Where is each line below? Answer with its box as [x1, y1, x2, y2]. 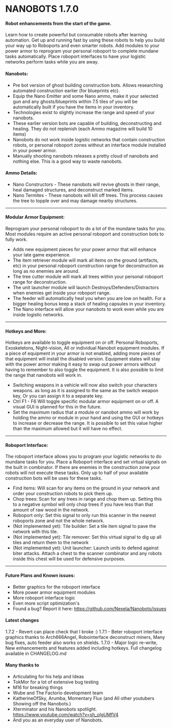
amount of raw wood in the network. [12, 507, 90, 513]
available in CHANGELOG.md [5, 650, 67, 656]
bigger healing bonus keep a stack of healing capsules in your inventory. [12, 301, 166, 307]
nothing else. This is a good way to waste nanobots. [12, 158, 123, 164]
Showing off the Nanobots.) [12, 701, 71, 707]
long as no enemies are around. [12, 268, 80, 274]
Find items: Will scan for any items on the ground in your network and [12, 485, 160, 491]
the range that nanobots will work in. [5, 372, 82, 378]
